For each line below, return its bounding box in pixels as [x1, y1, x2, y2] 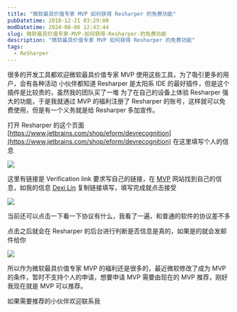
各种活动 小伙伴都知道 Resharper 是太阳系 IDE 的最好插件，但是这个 [31, 79, 230, 87]
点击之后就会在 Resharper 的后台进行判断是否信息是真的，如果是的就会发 [7, 226, 221, 235]
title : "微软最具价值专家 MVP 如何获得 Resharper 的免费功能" [7, 10, 177, 18]
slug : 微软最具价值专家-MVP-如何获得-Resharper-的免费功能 [7, 30, 167, 38]
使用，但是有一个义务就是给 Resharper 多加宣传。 [13, 106, 159, 114]
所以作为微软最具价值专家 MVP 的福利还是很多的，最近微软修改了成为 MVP [7, 264, 226, 272]
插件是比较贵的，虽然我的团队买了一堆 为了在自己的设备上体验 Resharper [7, 88, 221, 96]
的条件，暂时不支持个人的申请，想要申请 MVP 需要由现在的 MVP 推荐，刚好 [7, 272, 229, 281]
